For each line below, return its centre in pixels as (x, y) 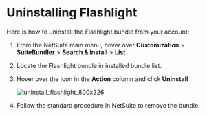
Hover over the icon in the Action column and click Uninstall (102, 79)
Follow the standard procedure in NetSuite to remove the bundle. (108, 105)
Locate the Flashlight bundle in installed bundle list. (89, 65)
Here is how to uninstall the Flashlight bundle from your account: (98, 32)
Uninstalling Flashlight (72, 13)
